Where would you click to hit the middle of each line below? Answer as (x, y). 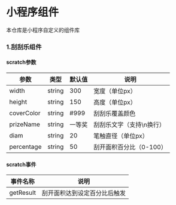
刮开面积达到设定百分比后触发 (84, 193)
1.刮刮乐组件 (24, 47)
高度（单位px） (115, 102)
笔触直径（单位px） (121, 136)
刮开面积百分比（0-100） (131, 147)
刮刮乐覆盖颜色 (115, 114)
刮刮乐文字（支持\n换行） (130, 125)
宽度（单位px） (115, 91)
